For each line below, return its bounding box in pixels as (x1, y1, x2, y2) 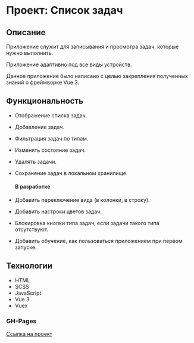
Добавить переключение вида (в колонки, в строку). (14, 197, 150, 204)
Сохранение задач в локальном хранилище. (14, 169, 128, 176)
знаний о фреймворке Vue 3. (6, 79, 80, 86)
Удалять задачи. (14, 158, 57, 165)
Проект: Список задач (6, 4, 123, 17)
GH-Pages (6, 317, 37, 325)
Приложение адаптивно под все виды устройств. (6, 61, 132, 68)
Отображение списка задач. (14, 111, 87, 119)
